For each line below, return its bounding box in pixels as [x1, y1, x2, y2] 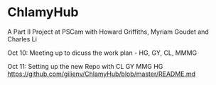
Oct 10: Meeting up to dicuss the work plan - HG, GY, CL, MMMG [7, 48, 198, 57]
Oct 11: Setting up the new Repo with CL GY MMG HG [7, 62, 163, 70]
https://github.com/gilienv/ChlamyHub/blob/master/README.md [7, 70, 196, 78]
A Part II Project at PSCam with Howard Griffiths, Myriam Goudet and [7, 27, 210, 36]
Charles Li [7, 34, 38, 43]
